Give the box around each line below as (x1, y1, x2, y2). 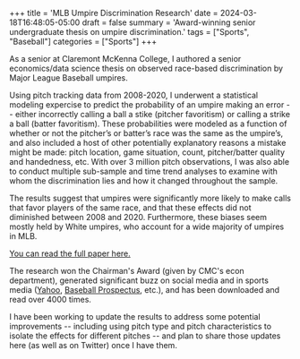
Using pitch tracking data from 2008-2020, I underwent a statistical (9, 90, 259, 100)
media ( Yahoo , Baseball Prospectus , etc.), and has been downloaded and (9, 285, 280, 295)
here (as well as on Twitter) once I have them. (9, 340, 177, 350)
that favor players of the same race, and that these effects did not (9, 202, 252, 213)
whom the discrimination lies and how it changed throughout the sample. (9, 175, 279, 186)
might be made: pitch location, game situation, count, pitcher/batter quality (9, 147, 285, 158)
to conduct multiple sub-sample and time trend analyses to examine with (9, 166, 278, 176)
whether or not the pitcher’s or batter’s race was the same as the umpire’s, (9, 128, 284, 138)
